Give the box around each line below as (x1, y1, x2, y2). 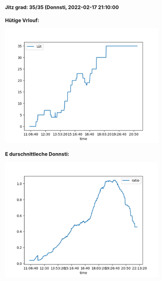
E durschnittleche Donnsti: (5, 151, 69, 158)
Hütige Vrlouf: (5, 17, 40, 23)
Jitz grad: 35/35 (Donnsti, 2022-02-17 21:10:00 (5, 4, 119, 11)
